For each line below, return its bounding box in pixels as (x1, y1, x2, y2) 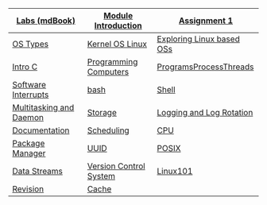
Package (12, 138, 45, 149)
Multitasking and (12, 102, 75, 113)
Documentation (12, 125, 70, 136)
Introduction (94, 20, 142, 31)
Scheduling (87, 125, 130, 136)
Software (12, 79, 46, 90)
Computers (87, 67, 130, 77)
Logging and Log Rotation (157, 107, 253, 118)
